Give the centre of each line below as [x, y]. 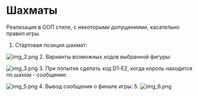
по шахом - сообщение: [37, 74]
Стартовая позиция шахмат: [51, 45]
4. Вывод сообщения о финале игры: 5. [89, 86]
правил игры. [23, 33]
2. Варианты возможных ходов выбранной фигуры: [105, 56]
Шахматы [32, 10]
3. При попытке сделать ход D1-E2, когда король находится [115, 68]
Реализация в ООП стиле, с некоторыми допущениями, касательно [93, 27]
